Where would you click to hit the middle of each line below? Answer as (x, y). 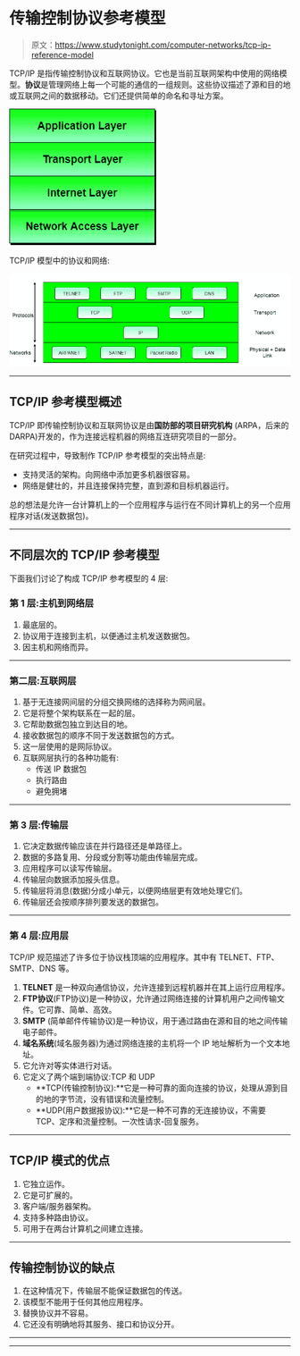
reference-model (62, 55)
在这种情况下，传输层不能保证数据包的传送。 (104, 1291)
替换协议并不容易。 (58, 1313)
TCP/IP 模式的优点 (60, 1161)
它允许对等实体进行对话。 (69, 1065)
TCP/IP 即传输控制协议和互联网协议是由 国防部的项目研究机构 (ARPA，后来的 (149, 425)
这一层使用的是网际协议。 (69, 746)
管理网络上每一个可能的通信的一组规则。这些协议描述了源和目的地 (169, 84)
